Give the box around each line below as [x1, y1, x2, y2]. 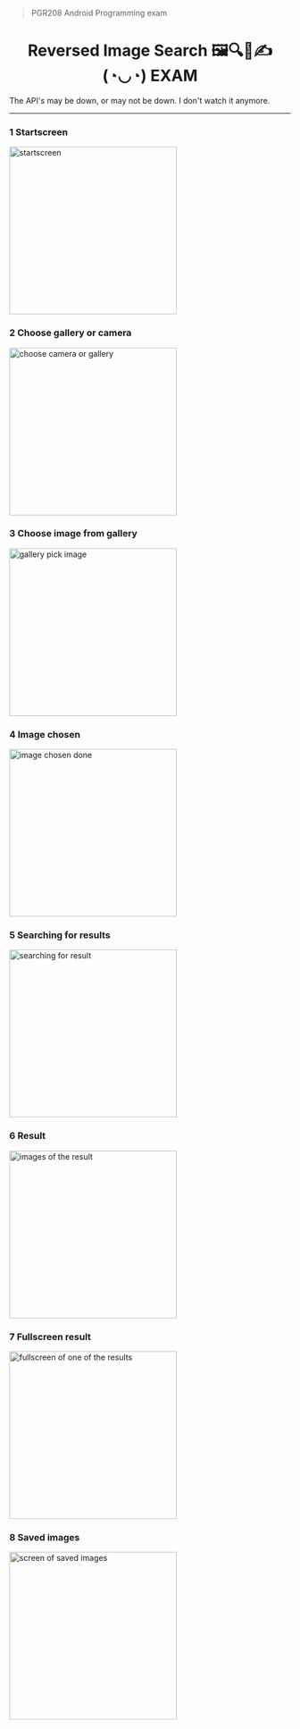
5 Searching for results [9, 929, 111, 941]
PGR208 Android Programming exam [30, 8, 168, 18]
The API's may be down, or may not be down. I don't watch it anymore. [9, 95, 271, 105]
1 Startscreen [9, 125, 69, 138]
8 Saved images [9, 1531, 80, 1543]
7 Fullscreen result [9, 1330, 92, 1343]
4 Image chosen [9, 728, 80, 740]
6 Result [9, 1130, 46, 1143]
